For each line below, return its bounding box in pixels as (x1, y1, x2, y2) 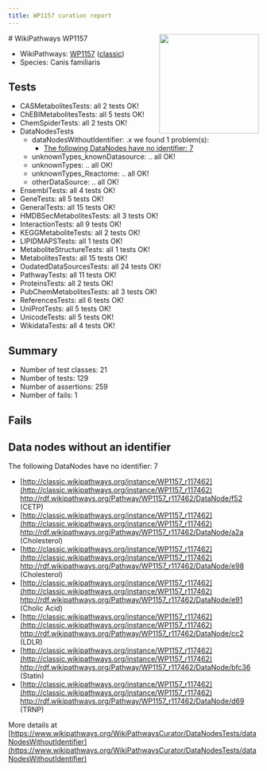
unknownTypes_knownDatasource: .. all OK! (31, 152, 176, 161)
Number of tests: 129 (19, 374, 89, 383)
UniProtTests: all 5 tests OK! (19, 304, 111, 314)
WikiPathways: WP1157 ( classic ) (19, 48, 125, 58)
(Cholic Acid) (19, 603, 64, 613)
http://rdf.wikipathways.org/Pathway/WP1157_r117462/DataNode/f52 (19, 494, 242, 503)
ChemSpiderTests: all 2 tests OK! (19, 118, 128, 128)
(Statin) (19, 671, 44, 680)
